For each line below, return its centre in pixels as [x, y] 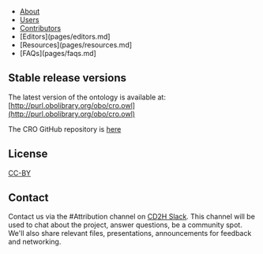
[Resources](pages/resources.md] [76, 45]
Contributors [40, 28]
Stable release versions [67, 78]
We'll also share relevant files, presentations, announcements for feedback [130, 233]
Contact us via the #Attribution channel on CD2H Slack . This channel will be [131, 217]
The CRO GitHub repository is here [65, 129]
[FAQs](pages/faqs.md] [58, 53]
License [28, 154]
